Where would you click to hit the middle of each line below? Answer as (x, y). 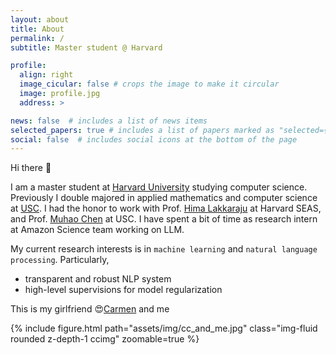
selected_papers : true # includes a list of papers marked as (142, 130)
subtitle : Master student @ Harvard (86, 47)
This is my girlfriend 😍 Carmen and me (90, 309)
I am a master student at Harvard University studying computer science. (159, 187)
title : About (37, 29)
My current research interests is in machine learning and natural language (164, 249)
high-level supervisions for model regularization (123, 290)
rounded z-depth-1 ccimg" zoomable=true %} (105, 339)
